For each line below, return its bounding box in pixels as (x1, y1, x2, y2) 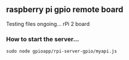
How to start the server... (6, 35, 80, 43)
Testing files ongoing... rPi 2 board (6, 20, 90, 27)
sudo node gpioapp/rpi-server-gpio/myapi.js (6, 48, 117, 55)
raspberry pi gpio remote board (6, 5, 124, 15)
